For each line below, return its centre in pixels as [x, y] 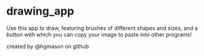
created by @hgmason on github [48, 46]
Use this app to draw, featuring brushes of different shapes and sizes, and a [102, 28]
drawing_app [40, 11]
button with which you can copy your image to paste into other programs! [99, 34]
